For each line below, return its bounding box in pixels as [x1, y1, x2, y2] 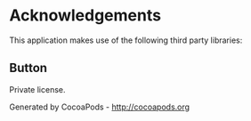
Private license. [9, 84, 66, 94]
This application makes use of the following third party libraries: [9, 35, 243, 45]
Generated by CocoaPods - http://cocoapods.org [9, 101, 190, 112]
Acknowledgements [9, 5, 162, 26]
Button [9, 60, 47, 76]
